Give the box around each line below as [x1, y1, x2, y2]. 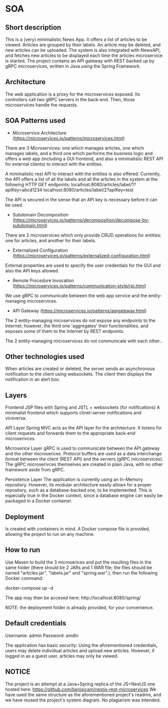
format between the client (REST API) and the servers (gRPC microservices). [5, 456, 163, 462]
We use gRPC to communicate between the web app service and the [5, 293, 147, 299]
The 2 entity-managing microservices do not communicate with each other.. [5, 338, 162, 344]
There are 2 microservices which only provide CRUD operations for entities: [5, 232, 162, 238]
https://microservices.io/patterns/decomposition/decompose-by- [14, 217, 149, 223]
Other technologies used [5, 352, 84, 361]
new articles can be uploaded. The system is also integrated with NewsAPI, [5, 47, 161, 53]
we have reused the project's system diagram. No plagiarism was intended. [5, 697, 161, 703]
